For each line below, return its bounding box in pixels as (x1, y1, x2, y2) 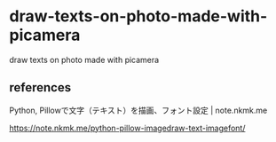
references (9, 80, 72, 95)
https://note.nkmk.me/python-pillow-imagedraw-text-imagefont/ (9, 122, 246, 133)
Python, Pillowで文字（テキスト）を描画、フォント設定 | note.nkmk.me (9, 105, 268, 115)
